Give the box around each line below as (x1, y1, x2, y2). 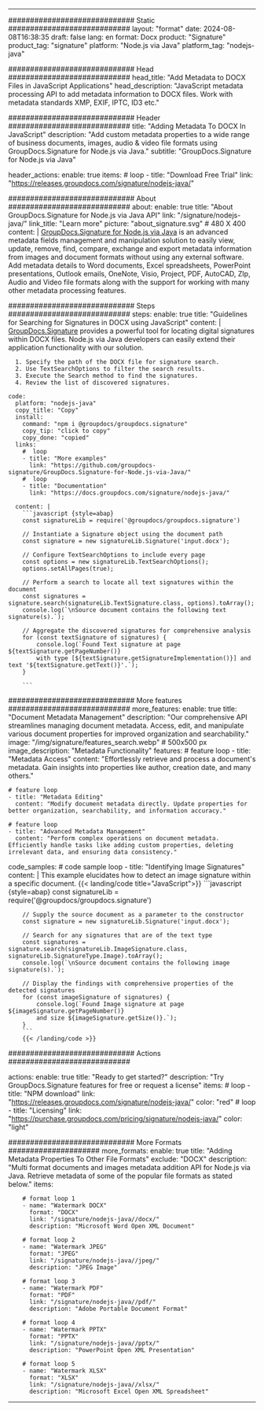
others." (8, 771, 34, 780)
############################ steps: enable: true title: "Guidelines (8, 309, 247, 319)
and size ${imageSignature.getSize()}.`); (36, 1014, 178, 1022)
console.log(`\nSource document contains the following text (22, 606, 226, 614)
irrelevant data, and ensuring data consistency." (8, 848, 178, 856)
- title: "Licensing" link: (8, 1105, 82, 1115)
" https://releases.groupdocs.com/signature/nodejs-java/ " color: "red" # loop (8, 1098, 256, 1106)
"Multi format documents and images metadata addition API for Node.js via (8, 1163, 251, 1172)
